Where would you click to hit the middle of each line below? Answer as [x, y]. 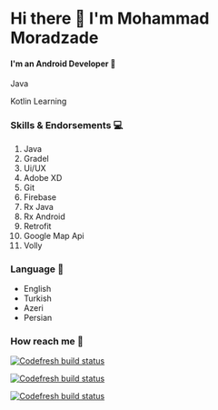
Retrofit [37, 225]
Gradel [36, 158]
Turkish [38, 298]
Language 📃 [37, 269]
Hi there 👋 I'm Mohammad [110, 19]
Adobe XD [43, 177]
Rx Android [45, 216]
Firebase [40, 197]
